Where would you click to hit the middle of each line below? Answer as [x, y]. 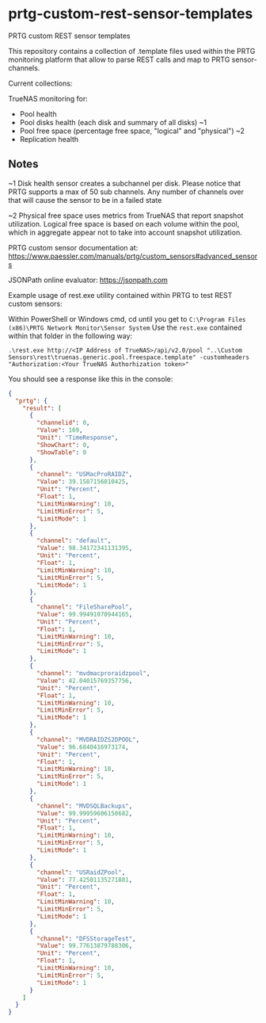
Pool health [38, 114]
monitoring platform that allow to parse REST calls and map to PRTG [119, 59]
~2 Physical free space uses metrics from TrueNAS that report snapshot [126, 216]
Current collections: [40, 83]
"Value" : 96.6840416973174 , [83, 747]
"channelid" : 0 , [63, 423]
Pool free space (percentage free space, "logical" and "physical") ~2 [132, 131]
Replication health [49, 139]
